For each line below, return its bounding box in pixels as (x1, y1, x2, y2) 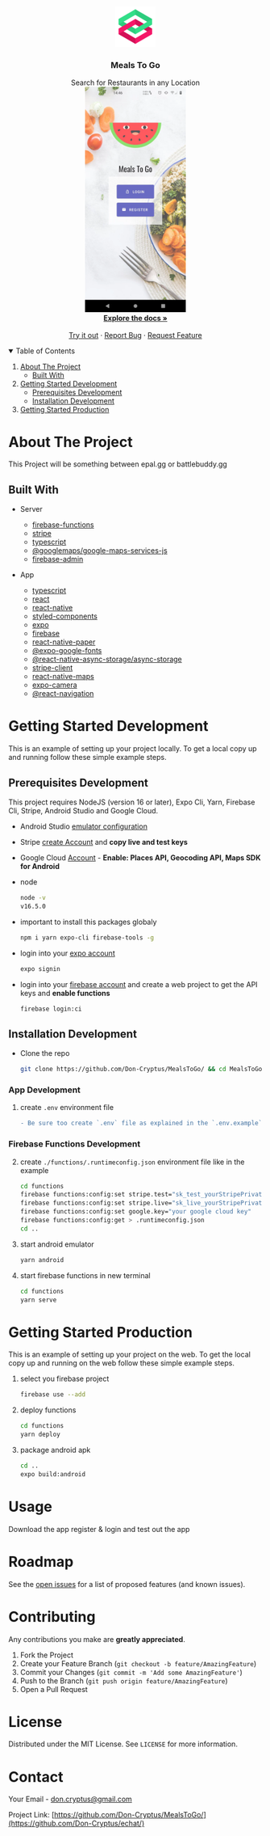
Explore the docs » (103, 313, 168, 323)
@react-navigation (31, 689, 94, 699)
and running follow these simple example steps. (8, 753, 167, 762)
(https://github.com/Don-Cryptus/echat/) (8, 1818, 145, 1829)
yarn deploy (19, 1430, 60, 1439)
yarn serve (19, 1296, 57, 1304)
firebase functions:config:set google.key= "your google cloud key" (19, 1208, 251, 1216)
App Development (8, 1084, 81, 1095)
